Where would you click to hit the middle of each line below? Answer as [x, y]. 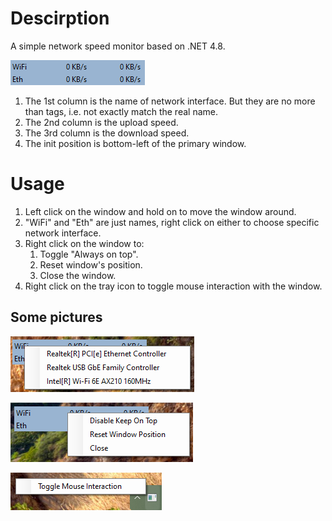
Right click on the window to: [84, 243]
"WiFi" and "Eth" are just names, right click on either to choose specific [172, 222]
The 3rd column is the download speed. [107, 133]
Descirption [60, 18]
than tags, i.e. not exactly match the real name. [121, 111]
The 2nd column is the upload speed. [101, 122]
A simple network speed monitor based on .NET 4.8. [118, 46]
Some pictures [56, 317]
